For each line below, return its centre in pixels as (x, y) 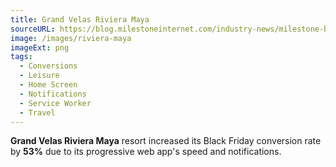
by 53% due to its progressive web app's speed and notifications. (146, 152)
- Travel (37, 112)
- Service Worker (55, 103)
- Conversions (48, 66)
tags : (21, 57)
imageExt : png (40, 47)
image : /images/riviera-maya (71, 38)
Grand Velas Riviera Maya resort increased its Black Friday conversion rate (166, 141)
